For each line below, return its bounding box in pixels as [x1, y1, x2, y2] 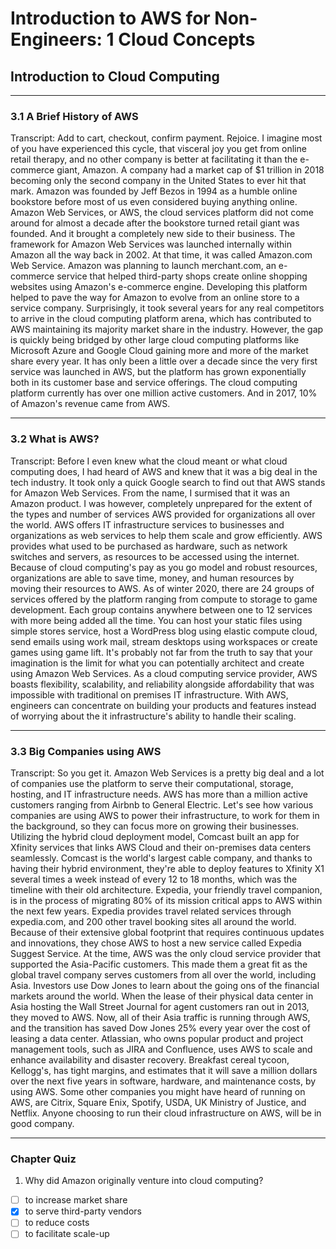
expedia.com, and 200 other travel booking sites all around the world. [10, 915, 297, 927]
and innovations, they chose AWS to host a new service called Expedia [10, 937, 302, 949]
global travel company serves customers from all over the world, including [10, 968, 317, 981]
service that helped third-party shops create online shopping [56, 270, 308, 282]
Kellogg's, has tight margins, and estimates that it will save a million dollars [10, 1064, 318, 1076]
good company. [10, 1117, 75, 1129]
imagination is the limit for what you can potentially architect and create [10, 657, 305, 669]
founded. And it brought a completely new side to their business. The [10, 228, 296, 240]
